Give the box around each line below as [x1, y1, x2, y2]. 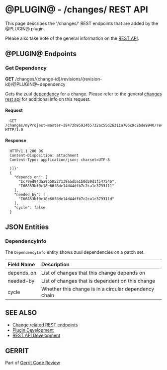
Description [41, 261, 70, 268]
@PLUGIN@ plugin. [5, 25, 45, 31]
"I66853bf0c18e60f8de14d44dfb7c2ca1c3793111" [18, 183, 114, 189]
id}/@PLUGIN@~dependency [5, 81, 66, 87]
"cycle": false [14, 205, 46, 210]
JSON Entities [5, 223, 49, 231]
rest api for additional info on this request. [5, 96, 91, 102]
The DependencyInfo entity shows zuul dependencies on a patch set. [5, 249, 145, 255]
